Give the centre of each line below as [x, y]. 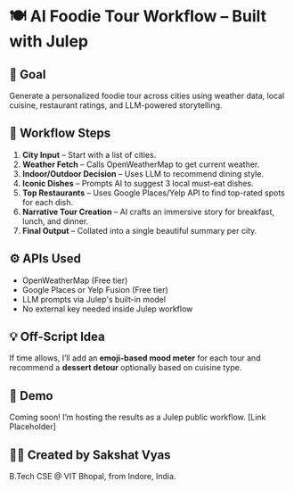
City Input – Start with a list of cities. [89, 154]
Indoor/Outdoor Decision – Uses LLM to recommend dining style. [143, 173]
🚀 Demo [31, 396]
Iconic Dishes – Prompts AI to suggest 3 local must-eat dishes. [138, 183]
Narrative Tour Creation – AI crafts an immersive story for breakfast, [148, 212]
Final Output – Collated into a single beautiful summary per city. [139, 230]
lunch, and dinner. [55, 221]
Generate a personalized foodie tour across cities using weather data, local [147, 96]
